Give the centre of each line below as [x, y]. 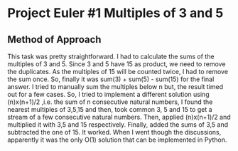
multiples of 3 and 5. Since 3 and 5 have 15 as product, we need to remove [117, 64]
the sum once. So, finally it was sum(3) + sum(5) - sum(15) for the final [111, 79]
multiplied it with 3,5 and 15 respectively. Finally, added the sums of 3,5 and [118, 125]
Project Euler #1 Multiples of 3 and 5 [115, 13]
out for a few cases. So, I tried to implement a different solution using [108, 94]
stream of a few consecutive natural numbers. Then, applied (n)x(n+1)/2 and [119, 117]
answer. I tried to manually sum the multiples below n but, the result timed [115, 87]
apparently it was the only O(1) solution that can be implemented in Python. [117, 140]
